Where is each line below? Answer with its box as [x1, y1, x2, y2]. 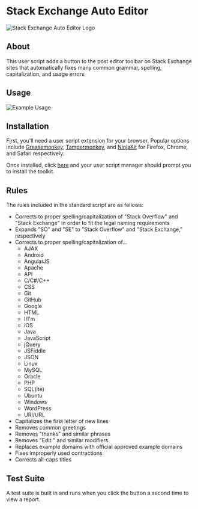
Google [23, 303, 42, 310]
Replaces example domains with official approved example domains [14, 443, 183, 451]
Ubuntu [23, 392, 43, 399]
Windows [23, 398, 47, 406]
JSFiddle [23, 347, 46, 354]
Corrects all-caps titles [14, 456, 72, 463]
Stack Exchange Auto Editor [6, 4, 149, 18]
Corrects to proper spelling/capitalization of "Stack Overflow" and [14, 213, 178, 220]
